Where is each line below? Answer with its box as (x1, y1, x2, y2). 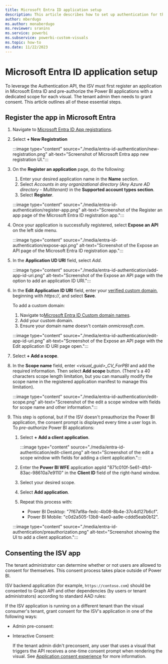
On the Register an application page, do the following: (12, 166, 125, 172)
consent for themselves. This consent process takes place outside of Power (5, 567, 161, 574)
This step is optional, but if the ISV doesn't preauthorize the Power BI (12, 414, 155, 420)
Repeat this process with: (19, 499, 72, 505)
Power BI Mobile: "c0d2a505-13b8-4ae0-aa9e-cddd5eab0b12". (27, 514, 159, 520)
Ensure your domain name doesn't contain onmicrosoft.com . (19, 323, 145, 329)
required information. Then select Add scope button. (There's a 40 (12, 368, 150, 374)
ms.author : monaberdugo (5, 21, 55, 27)
